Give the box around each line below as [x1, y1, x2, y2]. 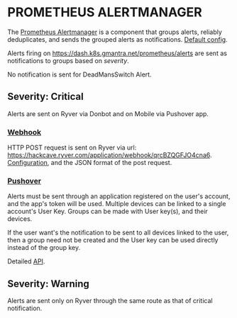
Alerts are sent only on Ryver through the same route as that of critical [7, 297, 213, 305]
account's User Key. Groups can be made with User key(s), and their [7, 207, 208, 216]
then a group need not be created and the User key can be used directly [7, 236, 219, 244]
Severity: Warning [7, 278, 90, 290]
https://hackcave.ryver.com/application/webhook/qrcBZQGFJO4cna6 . [7, 151, 212, 159]
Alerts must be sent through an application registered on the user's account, [7, 192, 231, 200]
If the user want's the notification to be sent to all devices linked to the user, [7, 228, 229, 237]
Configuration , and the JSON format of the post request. [7, 159, 172, 167]
